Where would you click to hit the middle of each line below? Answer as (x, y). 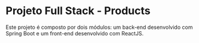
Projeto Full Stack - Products (78, 11)
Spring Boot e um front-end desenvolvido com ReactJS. (75, 33)
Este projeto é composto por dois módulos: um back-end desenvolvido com (99, 27)
